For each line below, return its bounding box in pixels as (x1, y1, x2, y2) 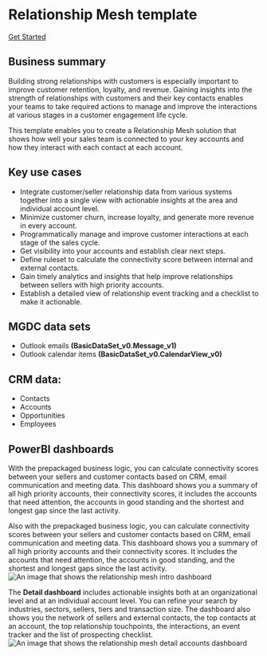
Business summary (8, 55, 106, 69)
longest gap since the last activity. (8, 506, 121, 515)
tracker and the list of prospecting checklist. (8, 630, 154, 639)
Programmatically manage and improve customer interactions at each (19, 229, 249, 238)
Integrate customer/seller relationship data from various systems (19, 187, 233, 196)
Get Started (8, 32, 46, 41)
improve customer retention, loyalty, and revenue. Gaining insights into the (8, 84, 253, 94)
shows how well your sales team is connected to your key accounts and (8, 134, 245, 143)
